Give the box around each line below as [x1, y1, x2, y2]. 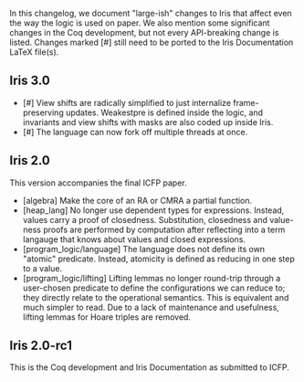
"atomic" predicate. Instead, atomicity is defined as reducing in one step [22, 253, 295, 264]
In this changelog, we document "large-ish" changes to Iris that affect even [9, 8, 292, 18]
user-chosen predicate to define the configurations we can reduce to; [22, 282, 286, 293]
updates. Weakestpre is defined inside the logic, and [65, 107, 263, 118]
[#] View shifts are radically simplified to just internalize [22, 97, 231, 108]
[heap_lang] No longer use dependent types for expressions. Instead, [22, 205, 285, 216]
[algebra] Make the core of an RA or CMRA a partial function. [22, 195, 253, 206]
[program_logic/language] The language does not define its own [22, 243, 266, 254]
